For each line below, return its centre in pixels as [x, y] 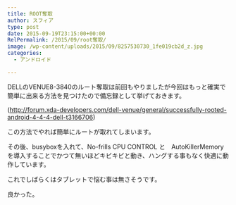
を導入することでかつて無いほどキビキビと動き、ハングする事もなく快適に [115, 155]
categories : [25, 54]
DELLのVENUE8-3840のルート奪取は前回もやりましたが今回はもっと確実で [117, 87]
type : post [23, 27]
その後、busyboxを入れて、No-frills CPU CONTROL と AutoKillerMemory [116, 147]
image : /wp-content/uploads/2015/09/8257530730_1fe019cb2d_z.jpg [105, 46]
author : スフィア [31, 20]
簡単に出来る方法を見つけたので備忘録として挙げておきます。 [96, 95]
